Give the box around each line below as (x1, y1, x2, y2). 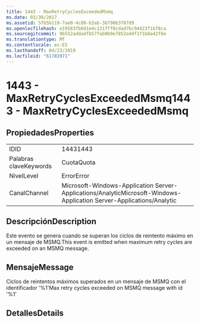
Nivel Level (9, 171, 39, 179)
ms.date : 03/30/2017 (6, 14, 58, 20)
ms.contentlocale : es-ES (6, 42, 68, 48)
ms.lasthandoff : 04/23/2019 (6, 48, 76, 54)
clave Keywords (9, 162, 52, 170)
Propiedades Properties (6, 128, 94, 138)
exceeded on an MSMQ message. (6, 245, 89, 252)
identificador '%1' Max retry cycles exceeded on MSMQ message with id (6, 284, 183, 292)
